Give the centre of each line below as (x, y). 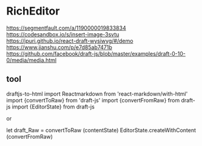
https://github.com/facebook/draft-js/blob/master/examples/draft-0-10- (96, 53)
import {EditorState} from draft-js (53, 107)
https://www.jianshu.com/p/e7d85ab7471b (59, 47)
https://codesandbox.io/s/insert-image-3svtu (63, 34)
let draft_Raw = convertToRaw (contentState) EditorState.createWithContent (101, 130)
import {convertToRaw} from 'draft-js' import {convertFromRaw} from (93, 100)
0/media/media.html (31, 60)
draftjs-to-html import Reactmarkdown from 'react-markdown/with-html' (97, 94)
